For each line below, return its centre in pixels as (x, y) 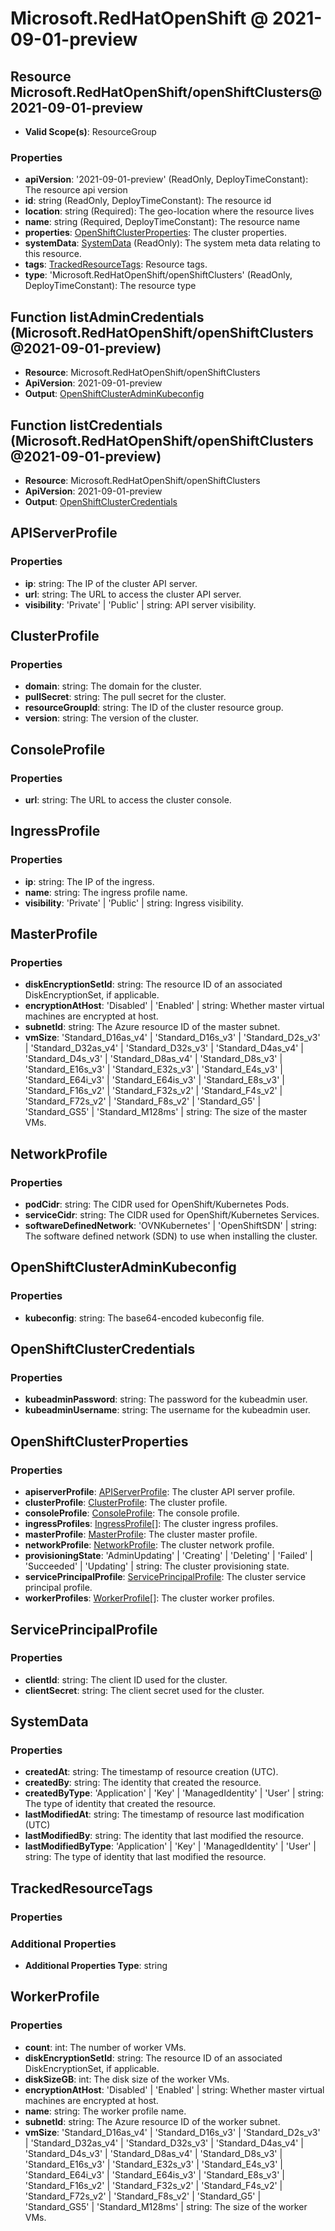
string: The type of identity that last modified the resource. (145, 1857)
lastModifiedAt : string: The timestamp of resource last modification (164, 1814)
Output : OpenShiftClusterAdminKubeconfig (114, 394)
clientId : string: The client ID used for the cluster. (126, 1679)
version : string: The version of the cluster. (111, 718)
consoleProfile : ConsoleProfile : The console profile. (132, 1513)
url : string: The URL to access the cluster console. (128, 799)
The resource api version (76, 190)
